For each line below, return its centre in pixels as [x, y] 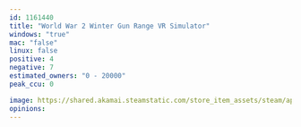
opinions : [28, 108]
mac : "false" [34, 42]
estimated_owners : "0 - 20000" [68, 76]
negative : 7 [31, 68]
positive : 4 [31, 59]
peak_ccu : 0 [31, 84]
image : [21, 100]
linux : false [34, 51]
